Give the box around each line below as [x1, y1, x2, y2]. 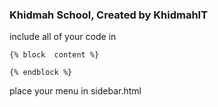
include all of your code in [9, 31, 117, 43]
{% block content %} [9, 50, 100, 60]
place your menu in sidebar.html [9, 85, 142, 97]
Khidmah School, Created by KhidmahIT [9, 8, 209, 22]
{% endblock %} [9, 68, 73, 78]
